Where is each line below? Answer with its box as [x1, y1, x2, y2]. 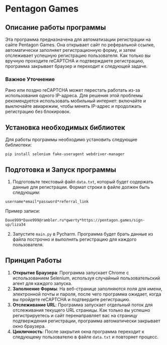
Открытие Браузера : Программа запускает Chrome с [12, 269, 129, 275]
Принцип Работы [5, 256, 62, 265]
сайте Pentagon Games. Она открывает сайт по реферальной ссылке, [5, 42, 155, 48]
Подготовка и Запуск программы [5, 165, 117, 174]
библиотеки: [5, 142, 32, 148]
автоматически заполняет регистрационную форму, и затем [5, 47, 136, 53]
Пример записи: [5, 208, 40, 214]
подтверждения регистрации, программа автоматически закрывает [12, 318, 160, 324]
